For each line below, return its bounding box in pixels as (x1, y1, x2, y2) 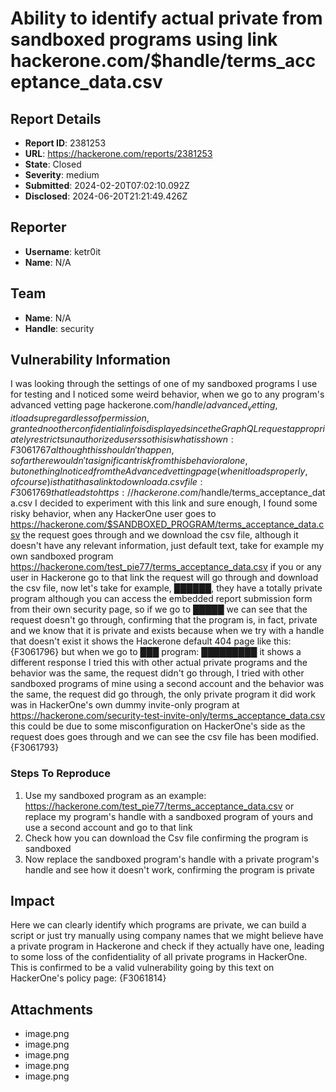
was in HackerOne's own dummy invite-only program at (10, 699, 240, 711)
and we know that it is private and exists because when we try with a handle (10, 625, 325, 637)
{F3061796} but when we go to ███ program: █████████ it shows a (10, 646, 302, 658)
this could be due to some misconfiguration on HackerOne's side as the (10, 720, 306, 732)
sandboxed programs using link (10, 28, 278, 51)
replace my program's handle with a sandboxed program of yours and (24, 810, 313, 822)
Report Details (10, 110, 102, 127)
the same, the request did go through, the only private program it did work (10, 688, 317, 701)
